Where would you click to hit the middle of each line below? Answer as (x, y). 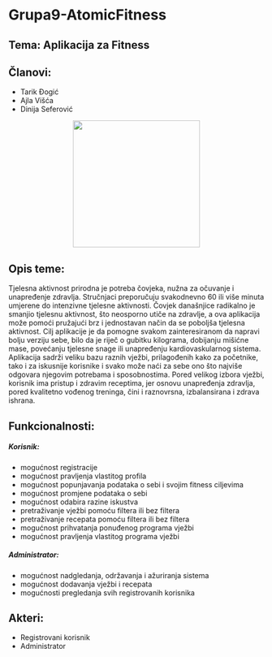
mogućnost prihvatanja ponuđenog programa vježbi (107, 527)
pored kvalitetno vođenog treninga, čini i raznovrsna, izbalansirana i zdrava (134, 392)
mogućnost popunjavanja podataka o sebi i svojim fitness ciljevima (132, 484)
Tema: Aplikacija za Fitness (79, 45)
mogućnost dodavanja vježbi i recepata (86, 584)
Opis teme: (37, 268)
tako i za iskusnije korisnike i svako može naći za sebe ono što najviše (125, 366)
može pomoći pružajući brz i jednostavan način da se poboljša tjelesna (127, 323)
